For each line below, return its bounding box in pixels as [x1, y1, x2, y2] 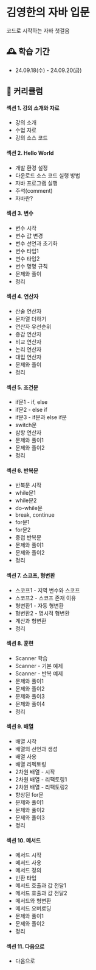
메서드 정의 [15, 867, 42, 874]
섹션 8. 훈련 [6, 640, 34, 647]
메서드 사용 [15, 859, 42, 866]
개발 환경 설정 [15, 164, 48, 171]
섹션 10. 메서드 [6, 836, 41, 844]
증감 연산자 [15, 330, 42, 337]
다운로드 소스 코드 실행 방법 [15, 171, 81, 179]
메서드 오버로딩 [15, 905, 52, 912]
